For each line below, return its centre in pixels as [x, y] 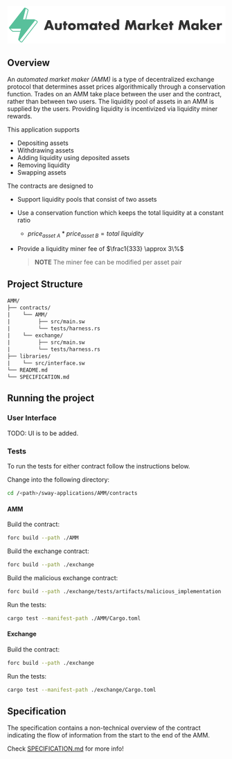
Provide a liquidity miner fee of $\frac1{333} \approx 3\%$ [100, 249]
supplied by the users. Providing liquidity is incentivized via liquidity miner [113, 109]
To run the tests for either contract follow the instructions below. [99, 466]
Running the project [51, 398]
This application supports [43, 130]
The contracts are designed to [50, 186]
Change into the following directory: [58, 480]
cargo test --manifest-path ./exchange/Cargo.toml [82, 690]
